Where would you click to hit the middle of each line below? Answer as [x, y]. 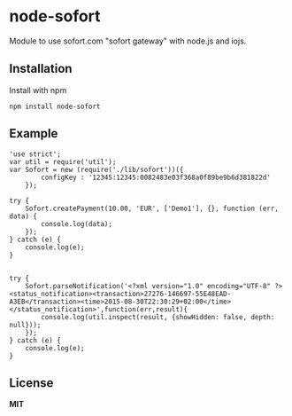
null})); [25, 325]
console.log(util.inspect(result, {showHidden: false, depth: [158, 317]
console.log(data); [77, 224]
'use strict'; [35, 154]
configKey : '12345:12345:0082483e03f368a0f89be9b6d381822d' [156, 177]
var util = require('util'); [63, 161]
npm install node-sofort [55, 106]
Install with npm [38, 90]
